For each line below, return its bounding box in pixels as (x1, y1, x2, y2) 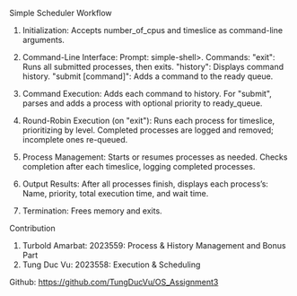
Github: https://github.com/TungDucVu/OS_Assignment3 (9, 277, 219, 287)
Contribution (9, 223, 56, 233)
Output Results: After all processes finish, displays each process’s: (22, 178, 269, 189)
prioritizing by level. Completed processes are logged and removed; (22, 125, 274, 135)
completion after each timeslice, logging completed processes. (22, 161, 256, 171)
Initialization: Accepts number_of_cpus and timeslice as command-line (22, 25, 284, 35)
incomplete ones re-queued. (22, 135, 128, 144)
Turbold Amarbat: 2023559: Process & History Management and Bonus (22, 240, 286, 250)
